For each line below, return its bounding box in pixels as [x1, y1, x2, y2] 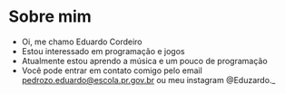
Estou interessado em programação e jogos [21, 45, 185, 56]
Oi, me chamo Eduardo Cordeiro [21, 36, 142, 47]
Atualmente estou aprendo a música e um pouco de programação [21, 55, 269, 66]
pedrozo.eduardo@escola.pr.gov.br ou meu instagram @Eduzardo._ [21, 74, 276, 85]
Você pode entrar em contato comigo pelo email [21, 65, 203, 76]
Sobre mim [8, 6, 92, 27]
